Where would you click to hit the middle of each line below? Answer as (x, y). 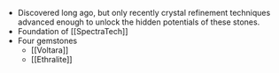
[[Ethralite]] (51, 59)
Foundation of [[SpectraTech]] (73, 31)
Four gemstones (47, 40)
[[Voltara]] (50, 50)
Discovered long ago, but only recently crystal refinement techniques (144, 13)
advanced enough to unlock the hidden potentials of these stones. (139, 22)
